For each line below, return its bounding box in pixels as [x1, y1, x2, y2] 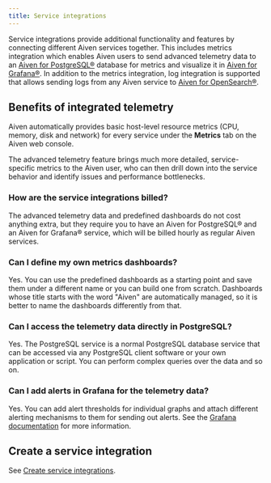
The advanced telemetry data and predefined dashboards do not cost [8, 210, 241, 220]
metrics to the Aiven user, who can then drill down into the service [36, 163, 257, 173]
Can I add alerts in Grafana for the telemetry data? [8, 385, 209, 396]
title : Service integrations [8, 11, 107, 20]
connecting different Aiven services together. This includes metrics [8, 42, 232, 53]
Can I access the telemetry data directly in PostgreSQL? [8, 320, 232, 332]
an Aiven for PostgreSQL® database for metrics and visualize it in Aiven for [8, 60, 257, 70]
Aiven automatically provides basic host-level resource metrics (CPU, [8, 122, 240, 132]
